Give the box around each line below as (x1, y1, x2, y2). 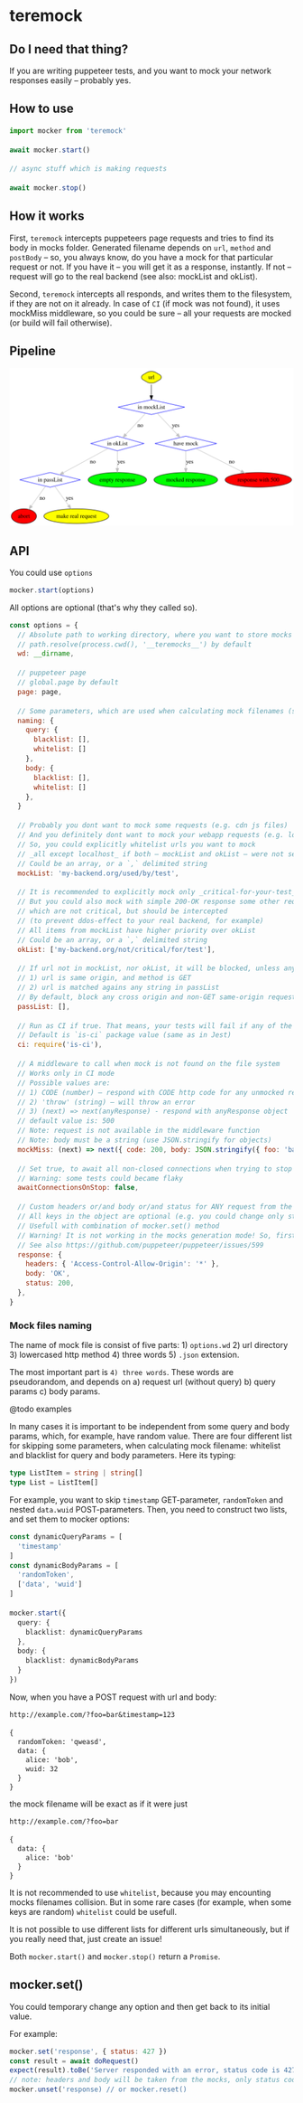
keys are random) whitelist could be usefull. (9, 1906, 178, 1917)
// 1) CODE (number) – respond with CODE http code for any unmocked (17, 1088, 284, 1097)
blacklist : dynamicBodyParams (25, 1656, 140, 1665)
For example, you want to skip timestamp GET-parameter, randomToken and (9, 1494, 284, 1505)
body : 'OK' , (25, 1269, 70, 1278)
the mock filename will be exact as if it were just (9, 1798, 188, 1809)
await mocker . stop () (9, 184, 87, 193)
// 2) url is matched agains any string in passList (17, 983, 220, 993)
